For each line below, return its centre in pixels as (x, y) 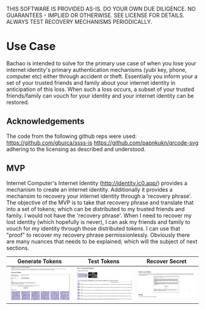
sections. (18, 248)
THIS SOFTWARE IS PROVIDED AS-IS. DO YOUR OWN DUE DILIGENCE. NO (101, 9)
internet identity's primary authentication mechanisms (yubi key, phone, (97, 70)
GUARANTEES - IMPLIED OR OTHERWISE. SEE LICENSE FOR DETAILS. (95, 15)
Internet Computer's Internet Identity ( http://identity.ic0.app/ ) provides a (97, 183)
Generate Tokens (40, 261)
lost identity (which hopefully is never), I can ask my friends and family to (98, 222)
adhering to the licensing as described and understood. (76, 149)
